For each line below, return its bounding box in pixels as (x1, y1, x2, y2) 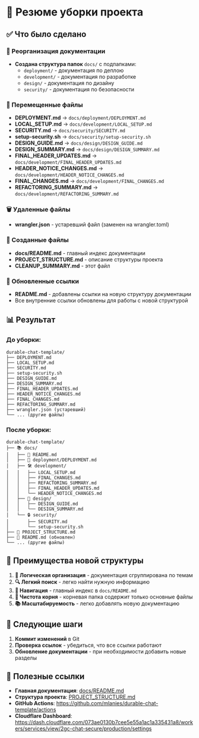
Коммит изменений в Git (14, 635, 80, 642)
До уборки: (6, 336, 42, 344)
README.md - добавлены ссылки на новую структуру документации (14, 291, 192, 298)
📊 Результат (6, 315, 56, 325)
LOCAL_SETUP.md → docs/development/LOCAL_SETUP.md (14, 120, 153, 127)
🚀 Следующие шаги (6, 619, 83, 630)
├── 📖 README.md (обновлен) (6, 534, 76, 541)
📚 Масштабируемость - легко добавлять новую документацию (14, 600, 180, 607)
